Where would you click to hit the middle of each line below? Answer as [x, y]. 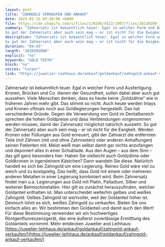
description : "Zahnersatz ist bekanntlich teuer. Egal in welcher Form [80, 37]
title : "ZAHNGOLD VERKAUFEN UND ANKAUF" [47, 14]
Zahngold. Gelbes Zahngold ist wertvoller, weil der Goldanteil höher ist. [77, 197]
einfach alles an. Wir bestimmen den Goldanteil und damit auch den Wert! [79, 208]
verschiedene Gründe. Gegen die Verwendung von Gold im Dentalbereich [80, 114]
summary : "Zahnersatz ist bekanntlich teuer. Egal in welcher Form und [80, 28]
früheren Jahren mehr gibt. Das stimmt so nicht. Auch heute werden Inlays [81, 103]
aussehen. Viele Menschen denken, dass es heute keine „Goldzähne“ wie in [82, 98]
